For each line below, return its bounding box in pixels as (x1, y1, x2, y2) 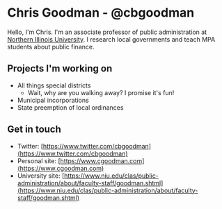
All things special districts (17, 81, 91, 90)
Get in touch (7, 124, 61, 135)
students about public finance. (7, 42, 95, 51)
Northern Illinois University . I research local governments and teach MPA (7, 35, 216, 43)
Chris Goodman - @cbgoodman (7, 5, 195, 21)
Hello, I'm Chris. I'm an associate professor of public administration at (7, 28, 207, 36)
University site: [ (17, 172, 65, 180)
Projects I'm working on (7, 62, 113, 74)
